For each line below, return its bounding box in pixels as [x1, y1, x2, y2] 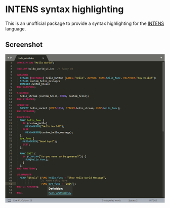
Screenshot [5, 41, 43, 49]
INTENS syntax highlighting [5, 4, 124, 15]
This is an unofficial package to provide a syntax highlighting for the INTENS [5, 20, 164, 26]
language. [5, 25, 26, 31]
